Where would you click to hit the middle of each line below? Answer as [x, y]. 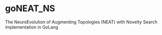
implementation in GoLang [32, 27]
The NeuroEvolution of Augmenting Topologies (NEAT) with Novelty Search [81, 22]
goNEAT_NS [30, 9]
